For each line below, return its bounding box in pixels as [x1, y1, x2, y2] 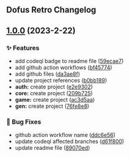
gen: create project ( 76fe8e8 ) [15, 102, 89, 110]
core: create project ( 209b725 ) [15, 90, 93, 97]
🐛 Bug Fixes [6, 118, 41, 126]
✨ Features [6, 44, 40, 52]
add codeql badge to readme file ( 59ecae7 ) [15, 58, 124, 65]
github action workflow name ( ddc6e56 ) [15, 132, 116, 139]
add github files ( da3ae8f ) [15, 70, 80, 78]
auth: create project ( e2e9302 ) [15, 83, 93, 90]
